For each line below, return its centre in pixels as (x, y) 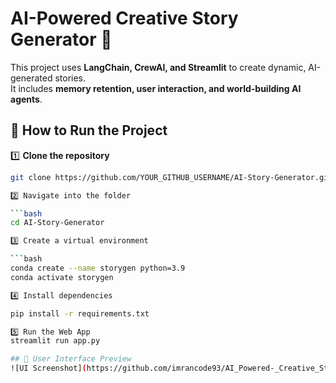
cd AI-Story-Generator (57, 223)
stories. (70, 78)
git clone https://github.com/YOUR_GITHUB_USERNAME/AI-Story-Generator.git (171, 177)
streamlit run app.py (55, 341)
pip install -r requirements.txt (80, 313)
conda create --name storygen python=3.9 (98, 268)
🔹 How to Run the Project (89, 130)
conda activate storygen (62, 277)
